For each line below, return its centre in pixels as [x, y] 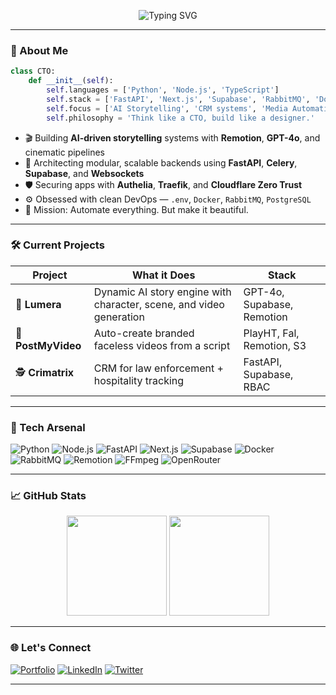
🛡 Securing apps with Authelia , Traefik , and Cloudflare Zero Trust [163, 184]
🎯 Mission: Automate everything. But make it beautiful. [136, 209]
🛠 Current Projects [57, 245]
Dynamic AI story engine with [162, 292]
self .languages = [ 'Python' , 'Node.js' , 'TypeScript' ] [163, 90]
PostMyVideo [48, 345]
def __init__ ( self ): [71, 81]
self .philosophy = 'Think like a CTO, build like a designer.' [180, 118]
